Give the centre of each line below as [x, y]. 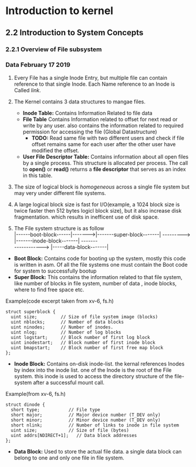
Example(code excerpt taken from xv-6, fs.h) [60, 301]
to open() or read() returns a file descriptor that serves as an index [104, 169]
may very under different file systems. [60, 193]
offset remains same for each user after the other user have [104, 144]
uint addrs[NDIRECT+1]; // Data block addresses [74, 435]
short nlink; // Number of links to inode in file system [95, 425]
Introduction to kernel [60, 11]
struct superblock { [31, 312]
